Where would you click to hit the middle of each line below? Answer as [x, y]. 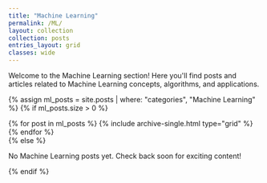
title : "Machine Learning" [53, 16]
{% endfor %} [31, 132]
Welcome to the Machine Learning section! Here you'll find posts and [122, 76]
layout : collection [41, 30]
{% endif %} [29, 171]
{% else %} [27, 140]
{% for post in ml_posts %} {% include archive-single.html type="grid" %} [131, 123]
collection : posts [39, 38]
